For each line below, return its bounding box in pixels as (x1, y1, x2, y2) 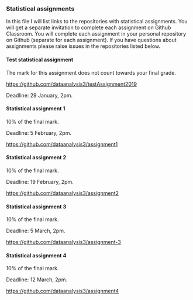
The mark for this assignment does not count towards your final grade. (6, 69, 177, 76)
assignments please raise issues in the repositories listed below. (6, 43, 161, 50)
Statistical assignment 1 (6, 105, 66, 112)
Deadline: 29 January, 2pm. (6, 92, 73, 99)
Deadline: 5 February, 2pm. (6, 129, 72, 136)
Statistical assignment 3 (6, 203, 67, 210)
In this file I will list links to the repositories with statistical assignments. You (6, 18, 188, 25)
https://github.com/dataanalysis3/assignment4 (6, 288, 119, 295)
